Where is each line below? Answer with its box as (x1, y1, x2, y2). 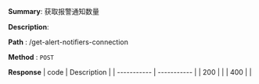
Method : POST (8, 53, 55, 61)
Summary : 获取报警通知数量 (8, 7, 99, 16)
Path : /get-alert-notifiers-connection (8, 37, 129, 47)
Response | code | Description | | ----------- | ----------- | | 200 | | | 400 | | (8, 68, 252, 76)
